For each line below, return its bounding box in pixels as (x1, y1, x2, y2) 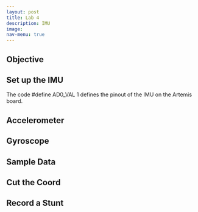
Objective (6, 54, 44, 65)
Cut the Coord (6, 177, 61, 188)
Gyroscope (6, 136, 50, 146)
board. (6, 97, 23, 105)
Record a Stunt (6, 198, 64, 208)
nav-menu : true (6, 32, 45, 38)
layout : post (6, 9, 40, 15)
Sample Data (6, 157, 56, 167)
